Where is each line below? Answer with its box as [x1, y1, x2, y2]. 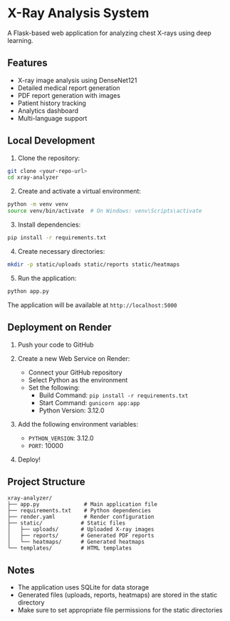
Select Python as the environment [28, 375, 128, 384]
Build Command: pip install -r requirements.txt [38, 391, 189, 399]
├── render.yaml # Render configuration [7, 513, 155, 521]
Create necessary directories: [17, 247, 105, 255]
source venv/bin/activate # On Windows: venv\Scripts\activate [7, 207, 202, 215]
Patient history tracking [17, 99, 87, 107]
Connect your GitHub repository [28, 368, 122, 377]
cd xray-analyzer [7, 174, 59, 182]
